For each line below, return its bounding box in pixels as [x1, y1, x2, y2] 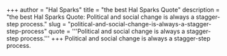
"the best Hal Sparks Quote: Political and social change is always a [6, 13, 195, 21]
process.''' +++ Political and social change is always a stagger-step [20, 34, 211, 43]
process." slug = [20, 20, 66, 28]
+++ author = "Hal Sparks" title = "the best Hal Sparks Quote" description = [6, 6, 220, 13]
